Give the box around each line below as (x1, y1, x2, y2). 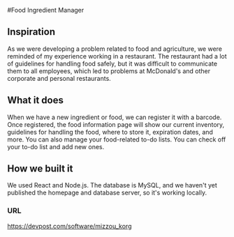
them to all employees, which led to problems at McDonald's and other (7, 66, 211, 75)
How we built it (7, 163, 73, 175)
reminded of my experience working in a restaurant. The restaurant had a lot (7, 52, 227, 60)
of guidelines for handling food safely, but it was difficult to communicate (7, 59, 218, 68)
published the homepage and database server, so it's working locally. (7, 188, 207, 197)
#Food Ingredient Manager (7, 6, 85, 14)
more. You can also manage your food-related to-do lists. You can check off (7, 135, 226, 144)
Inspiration (7, 26, 56, 38)
